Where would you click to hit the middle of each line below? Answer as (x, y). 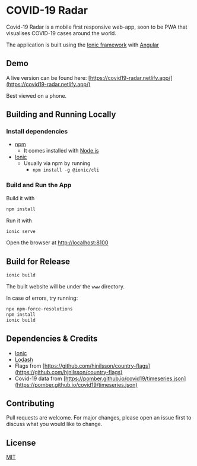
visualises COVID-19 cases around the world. (61, 33)
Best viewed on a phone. (36, 95)
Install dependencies (37, 132)
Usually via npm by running (57, 163)
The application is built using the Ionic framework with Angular (82, 45)
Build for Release (38, 261)
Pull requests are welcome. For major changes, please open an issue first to (99, 418)
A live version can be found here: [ (48, 77)
